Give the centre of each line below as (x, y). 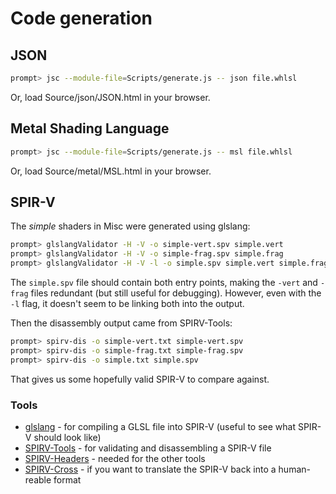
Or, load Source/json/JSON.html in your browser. (110, 97)
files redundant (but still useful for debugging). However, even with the (176, 293)
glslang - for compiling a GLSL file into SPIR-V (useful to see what (160, 426)
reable (38, 479)
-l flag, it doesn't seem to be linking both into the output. (127, 303)
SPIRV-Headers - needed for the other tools (115, 458)
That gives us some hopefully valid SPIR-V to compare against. (140, 379)
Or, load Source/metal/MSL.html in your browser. (111, 171)
